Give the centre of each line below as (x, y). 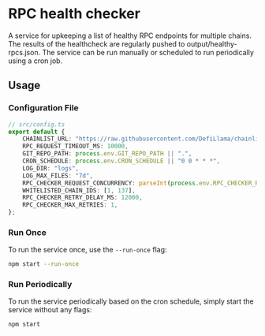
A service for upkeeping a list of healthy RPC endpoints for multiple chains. (130, 35)
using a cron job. (35, 61)
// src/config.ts (37, 124)
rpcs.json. (24, 52)
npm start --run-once (44, 264)
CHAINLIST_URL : (47, 139)
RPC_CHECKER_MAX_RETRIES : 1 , (70, 205)
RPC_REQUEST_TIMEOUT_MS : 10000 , (75, 147)
